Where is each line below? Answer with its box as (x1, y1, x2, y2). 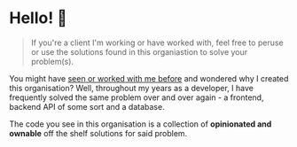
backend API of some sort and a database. (9, 101, 166, 112)
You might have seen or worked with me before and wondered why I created (9, 73, 289, 83)
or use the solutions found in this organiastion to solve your (30, 46, 248, 57)
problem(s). (30, 56, 74, 66)
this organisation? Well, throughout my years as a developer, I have (9, 82, 254, 93)
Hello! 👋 (9, 8, 68, 28)
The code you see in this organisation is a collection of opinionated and (9, 119, 272, 129)
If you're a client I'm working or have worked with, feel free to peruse (30, 37, 284, 48)
